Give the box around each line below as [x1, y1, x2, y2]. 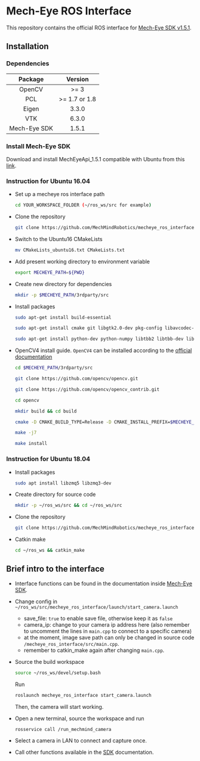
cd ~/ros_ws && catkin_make [14, 548, 85, 554]
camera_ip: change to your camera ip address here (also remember [23, 621, 190, 628]
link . [6, 162, 17, 169]
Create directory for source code [14, 491, 96, 498]
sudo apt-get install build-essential [14, 314, 112, 320]
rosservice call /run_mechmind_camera [14, 726, 112, 732]
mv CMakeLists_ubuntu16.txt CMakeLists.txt [14, 247, 125, 253]
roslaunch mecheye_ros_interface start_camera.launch [14, 692, 152, 698]
